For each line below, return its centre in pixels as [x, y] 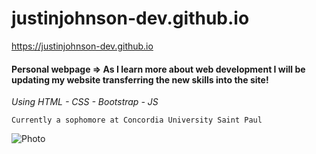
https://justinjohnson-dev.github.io [82, 46]
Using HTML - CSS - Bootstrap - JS [85, 102]
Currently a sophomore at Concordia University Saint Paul [137, 120]
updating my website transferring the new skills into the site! [140, 79]
